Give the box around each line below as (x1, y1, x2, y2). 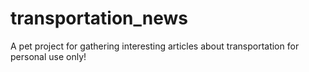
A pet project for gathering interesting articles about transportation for (10, 40, 300, 52)
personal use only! (10, 50, 87, 62)
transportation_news (10, 7, 188, 30)
